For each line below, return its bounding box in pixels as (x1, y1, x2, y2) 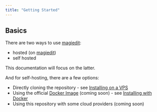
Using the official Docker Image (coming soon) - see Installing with (12, 90, 152, 96)
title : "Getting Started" (5, 7, 60, 13)
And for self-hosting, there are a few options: (5, 75, 99, 81)
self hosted (12, 55, 36, 61)
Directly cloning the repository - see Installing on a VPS (12, 85, 128, 91)
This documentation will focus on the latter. (5, 65, 95, 71)
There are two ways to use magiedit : (5, 40, 82, 46)
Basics (5, 26, 27, 35)
